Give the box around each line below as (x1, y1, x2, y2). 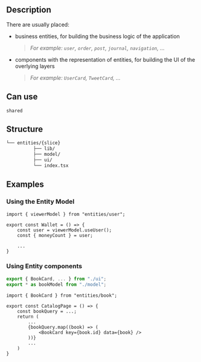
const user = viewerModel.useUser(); (17, 227, 112, 233)
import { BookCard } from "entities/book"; (6, 293, 118, 299)
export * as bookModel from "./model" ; (6, 281, 107, 288)
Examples (6, 179, 44, 190)
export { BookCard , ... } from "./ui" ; (6, 276, 107, 282)
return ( (17, 314, 39, 320)
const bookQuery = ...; (17, 308, 77, 314)
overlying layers (14, 62, 56, 69)
